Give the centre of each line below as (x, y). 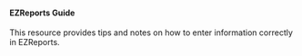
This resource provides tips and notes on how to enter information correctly (151, 33)
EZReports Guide (42, 13)
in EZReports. (35, 42)
